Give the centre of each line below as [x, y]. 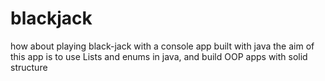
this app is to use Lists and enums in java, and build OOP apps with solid [159, 56]
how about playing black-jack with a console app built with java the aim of [162, 46]
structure [29, 67]
